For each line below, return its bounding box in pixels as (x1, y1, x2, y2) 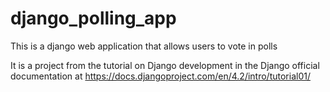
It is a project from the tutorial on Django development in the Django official (10, 59, 320, 71)
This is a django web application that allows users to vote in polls (10, 40, 278, 52)
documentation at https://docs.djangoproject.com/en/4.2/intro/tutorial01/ (10, 70, 311, 82)
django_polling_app (10, 7, 177, 30)
